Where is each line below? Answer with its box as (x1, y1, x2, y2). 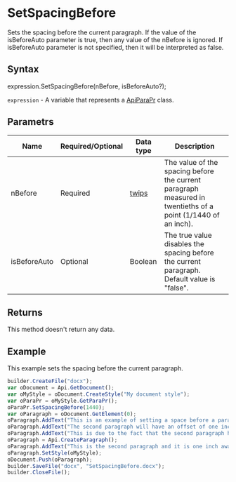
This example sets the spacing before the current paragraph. (7, 364, 184, 373)
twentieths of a (164, 201, 214, 211)
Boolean (129, 256, 157, 266)
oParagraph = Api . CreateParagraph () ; (7, 436, 118, 443)
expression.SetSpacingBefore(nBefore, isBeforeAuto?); (7, 82, 166, 91)
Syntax (7, 63, 39, 75)
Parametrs (7, 116, 54, 128)
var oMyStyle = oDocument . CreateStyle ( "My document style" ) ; (7, 391, 190, 398)
